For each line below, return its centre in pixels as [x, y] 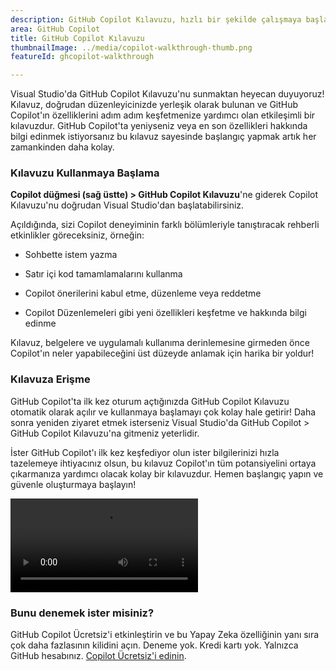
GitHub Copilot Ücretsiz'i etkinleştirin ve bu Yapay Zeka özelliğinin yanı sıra [165, 635]
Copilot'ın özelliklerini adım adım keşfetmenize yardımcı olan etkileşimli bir [163, 115]
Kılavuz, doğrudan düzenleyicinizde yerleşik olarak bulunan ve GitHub [154, 105]
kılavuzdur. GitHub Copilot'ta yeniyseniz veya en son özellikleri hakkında [159, 126]
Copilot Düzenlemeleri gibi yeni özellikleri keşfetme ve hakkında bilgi [165, 313]
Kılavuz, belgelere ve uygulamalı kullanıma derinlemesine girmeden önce [160, 343]
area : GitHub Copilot [55, 29]
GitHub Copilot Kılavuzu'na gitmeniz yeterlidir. [105, 433]
